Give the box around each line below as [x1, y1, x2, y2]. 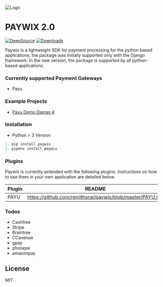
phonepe [12, 245, 31, 251]
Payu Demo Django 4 [12, 109, 55, 115]
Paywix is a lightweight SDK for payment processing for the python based [5, 47, 153, 53]
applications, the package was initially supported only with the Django [5, 52, 145, 58]
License [5, 264, 30, 272]
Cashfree [12, 219, 31, 225]
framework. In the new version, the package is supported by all [5, 57, 131, 63]
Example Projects [5, 98, 47, 105]
